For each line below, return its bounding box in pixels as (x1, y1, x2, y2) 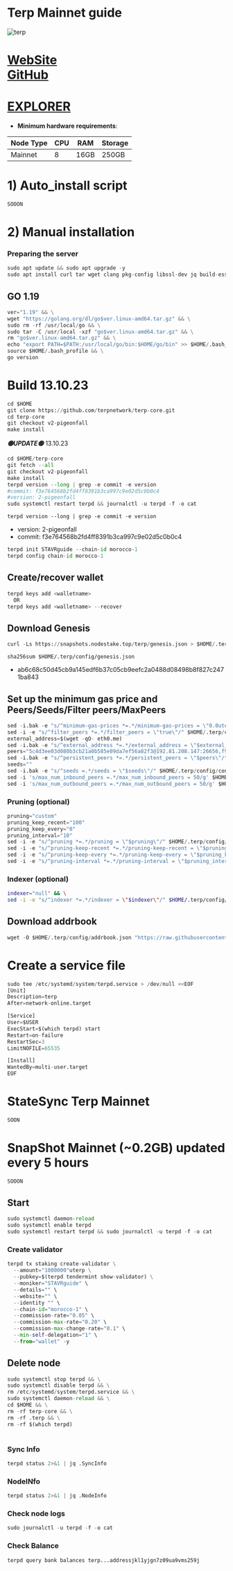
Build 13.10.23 (7, 377, 89, 393)
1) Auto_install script (7, 178, 128, 194)
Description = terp (7, 994, 58, 1001)
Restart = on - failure (7, 1032, 64, 1039)
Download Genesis (7, 622, 90, 634)
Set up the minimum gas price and (7, 693, 158, 705)
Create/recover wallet (7, 572, 104, 584)
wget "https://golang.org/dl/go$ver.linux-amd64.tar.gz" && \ (7, 315, 191, 322)
